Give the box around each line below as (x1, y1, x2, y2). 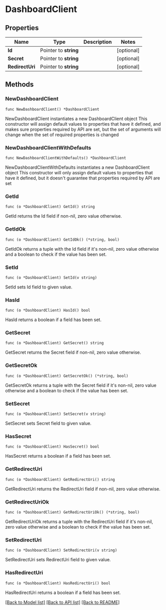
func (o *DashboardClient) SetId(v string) (5, 275, 97, 280)
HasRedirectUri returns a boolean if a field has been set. (5, 589, 121, 595)
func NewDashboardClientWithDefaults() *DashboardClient (5, 155, 126, 160)
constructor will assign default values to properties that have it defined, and (5, 121, 161, 127)
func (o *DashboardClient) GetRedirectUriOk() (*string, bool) (5, 510, 140, 515)
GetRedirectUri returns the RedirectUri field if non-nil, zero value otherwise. (5, 486, 161, 492)
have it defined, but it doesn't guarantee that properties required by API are (5, 175, 160, 181)
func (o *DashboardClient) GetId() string (5, 205, 95, 210)
